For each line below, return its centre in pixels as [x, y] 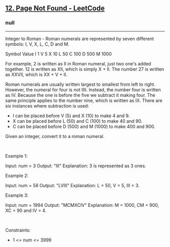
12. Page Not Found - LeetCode [55, 8]
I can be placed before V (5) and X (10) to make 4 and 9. [71, 116]
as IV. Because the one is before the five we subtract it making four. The [80, 95]
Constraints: [18, 230]
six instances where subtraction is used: [47, 105]
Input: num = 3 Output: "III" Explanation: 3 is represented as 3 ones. [76, 166]
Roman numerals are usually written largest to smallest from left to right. [80, 84]
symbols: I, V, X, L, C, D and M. [37, 44]
